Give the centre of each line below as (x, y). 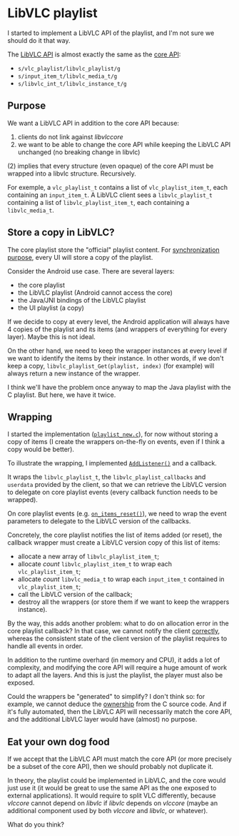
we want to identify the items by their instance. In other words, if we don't (116, 358)
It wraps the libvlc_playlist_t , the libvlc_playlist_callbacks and (107, 477)
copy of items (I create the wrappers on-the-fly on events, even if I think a (116, 442)
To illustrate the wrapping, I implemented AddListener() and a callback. (112, 463)
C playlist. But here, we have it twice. (62, 395)
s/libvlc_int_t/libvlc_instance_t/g (72, 84)
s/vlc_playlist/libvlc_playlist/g (69, 69)
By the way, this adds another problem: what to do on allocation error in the (118, 623)
